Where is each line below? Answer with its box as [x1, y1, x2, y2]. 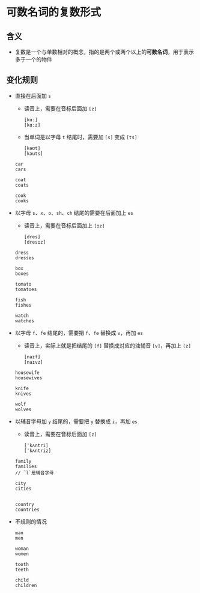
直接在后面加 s [14, 92, 51, 99]
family [14, 458, 32, 464]
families [14, 463, 37, 469]
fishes [14, 302, 32, 308]
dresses [14, 254, 34, 261]
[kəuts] [23, 151, 43, 157]
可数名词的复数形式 [6, 5, 102, 19]
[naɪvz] [23, 359, 43, 365]
